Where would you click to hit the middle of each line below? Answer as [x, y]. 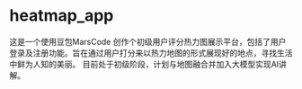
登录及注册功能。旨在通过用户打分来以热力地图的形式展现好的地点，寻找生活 [151, 53]
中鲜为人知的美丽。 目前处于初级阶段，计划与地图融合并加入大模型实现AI [144, 64]
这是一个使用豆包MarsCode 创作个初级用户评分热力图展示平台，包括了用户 [148, 41]
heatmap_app [62, 16]
